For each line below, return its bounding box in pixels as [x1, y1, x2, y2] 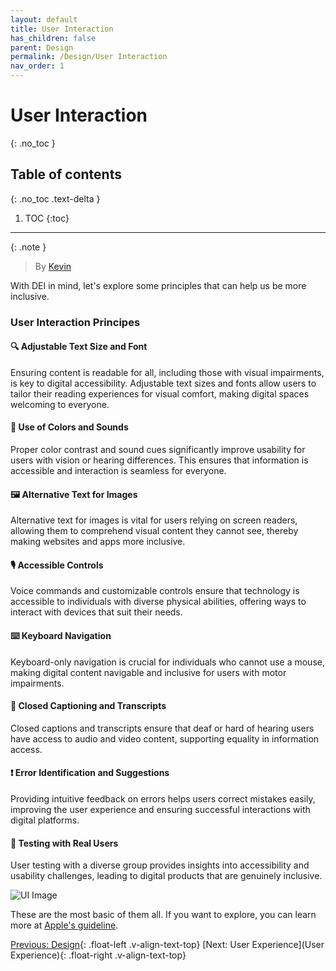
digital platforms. [10, 814, 80, 826]
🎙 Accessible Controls [10, 559, 104, 571]
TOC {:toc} [24, 212, 70, 224]
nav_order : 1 [10, 61, 65, 71]
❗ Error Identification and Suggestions [10, 767, 170, 779]
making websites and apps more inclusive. [10, 536, 186, 548]
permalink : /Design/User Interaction [10, 52, 168, 62]
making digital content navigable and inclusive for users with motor [10, 666, 287, 678]
